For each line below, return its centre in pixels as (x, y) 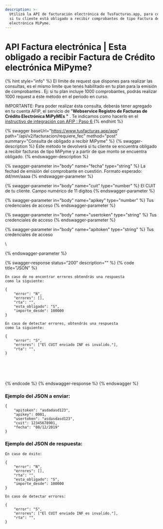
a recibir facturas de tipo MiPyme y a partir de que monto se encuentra (76, 151)
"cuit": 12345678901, (35, 423)
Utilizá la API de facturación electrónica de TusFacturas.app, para (81, 14)
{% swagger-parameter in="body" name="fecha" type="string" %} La (75, 166)
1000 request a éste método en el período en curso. (57, 97)
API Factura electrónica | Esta (66, 47)
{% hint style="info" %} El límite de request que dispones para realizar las (79, 81)
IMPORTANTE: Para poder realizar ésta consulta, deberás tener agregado (78, 106)
